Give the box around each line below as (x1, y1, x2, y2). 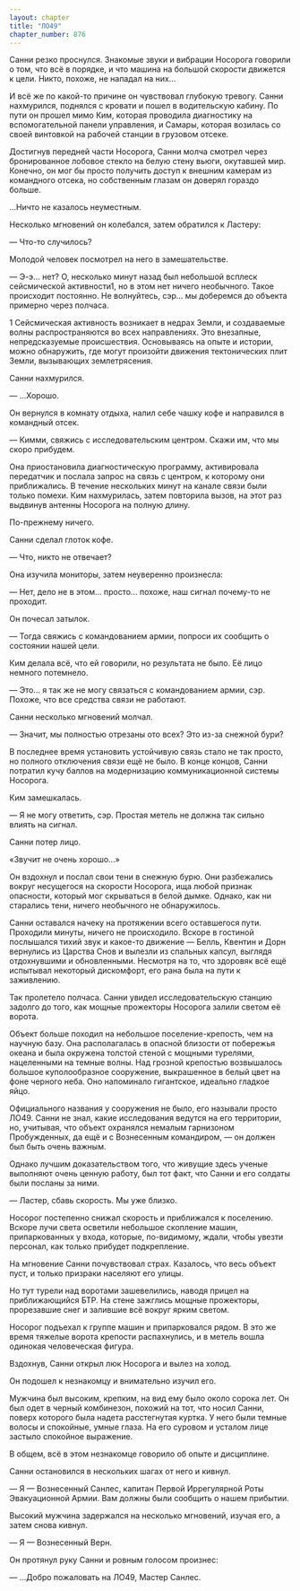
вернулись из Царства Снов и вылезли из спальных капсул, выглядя (9, 946, 272, 957)
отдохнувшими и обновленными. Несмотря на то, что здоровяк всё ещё (9, 956, 287, 966)
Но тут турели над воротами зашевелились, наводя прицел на (9, 1285, 250, 1297)
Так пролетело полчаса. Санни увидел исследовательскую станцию (9, 992, 273, 1003)
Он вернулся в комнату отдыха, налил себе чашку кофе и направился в (9, 407, 285, 418)
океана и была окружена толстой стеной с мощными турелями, (9, 1047, 255, 1059)
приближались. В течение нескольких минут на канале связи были (9, 481, 267, 492)
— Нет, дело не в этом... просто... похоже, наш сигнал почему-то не (9, 587, 270, 598)
